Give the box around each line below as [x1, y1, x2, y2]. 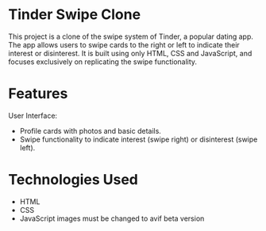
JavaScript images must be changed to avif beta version [19, 214, 205, 223]
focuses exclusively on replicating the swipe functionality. [8, 57, 197, 66]
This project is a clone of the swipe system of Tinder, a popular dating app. [8, 32, 254, 41]
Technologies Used [8, 171, 139, 189]
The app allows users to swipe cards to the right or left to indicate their [8, 40, 240, 49]
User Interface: [8, 111, 58, 120]
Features [8, 85, 68, 103]
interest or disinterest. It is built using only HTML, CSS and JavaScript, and [8, 48, 253, 58]
